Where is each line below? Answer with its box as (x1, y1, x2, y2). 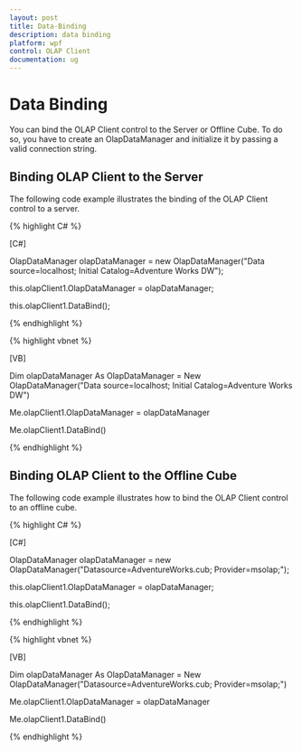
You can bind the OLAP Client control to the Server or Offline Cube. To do (9, 124, 283, 135)
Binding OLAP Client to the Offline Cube (9, 468, 238, 483)
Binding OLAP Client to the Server (9, 169, 203, 185)
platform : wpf (9, 38, 63, 48)
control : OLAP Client (9, 47, 91, 56)
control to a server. (9, 202, 80, 213)
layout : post (9, 13, 59, 23)
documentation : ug (9, 55, 79, 64)
